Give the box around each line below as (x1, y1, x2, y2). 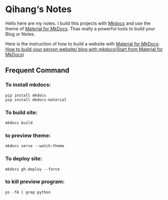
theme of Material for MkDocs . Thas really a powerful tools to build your (5, 25, 155, 31)
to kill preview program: (5, 178, 65, 185)
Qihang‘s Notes (5, 4, 72, 15)
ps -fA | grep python (5, 189, 51, 195)
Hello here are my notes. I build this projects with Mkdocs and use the (5, 20, 151, 26)
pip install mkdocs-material (5, 97, 67, 102)
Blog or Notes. (5, 31, 35, 37)
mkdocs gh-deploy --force (5, 167, 60, 172)
